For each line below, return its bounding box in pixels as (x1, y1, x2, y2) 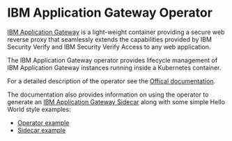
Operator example (17, 118, 70, 126)
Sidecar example (17, 126, 66, 134)
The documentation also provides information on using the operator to (7, 90, 209, 99)
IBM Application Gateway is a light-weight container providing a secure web (7, 28, 225, 36)
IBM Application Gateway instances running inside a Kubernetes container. (7, 63, 222, 72)
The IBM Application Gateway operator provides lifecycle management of (7, 56, 218, 64)
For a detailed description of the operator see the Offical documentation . (7, 76, 216, 85)
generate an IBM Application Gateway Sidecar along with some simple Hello (7, 97, 225, 106)
